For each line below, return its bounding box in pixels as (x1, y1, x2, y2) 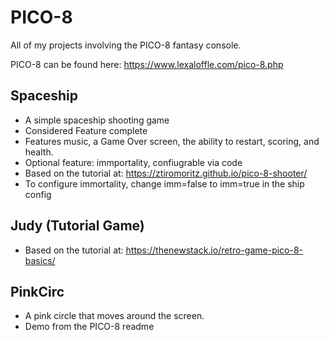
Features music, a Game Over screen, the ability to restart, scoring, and (24, 135, 320, 147)
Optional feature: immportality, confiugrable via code (24, 156, 243, 168)
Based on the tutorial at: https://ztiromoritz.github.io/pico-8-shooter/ (24, 167, 308, 179)
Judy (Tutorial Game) (10, 217, 145, 235)
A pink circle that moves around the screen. (24, 310, 205, 322)
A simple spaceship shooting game (24, 114, 170, 126)
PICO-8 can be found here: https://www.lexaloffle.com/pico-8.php (10, 58, 284, 70)
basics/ (24, 254, 56, 266)
